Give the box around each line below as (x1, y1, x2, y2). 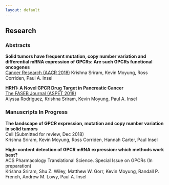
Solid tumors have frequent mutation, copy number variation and (5, 53, 146, 59)
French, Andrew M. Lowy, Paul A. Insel (5, 173, 87, 179)
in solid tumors (5, 126, 38, 132)
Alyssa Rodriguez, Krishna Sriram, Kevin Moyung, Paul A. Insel (5, 96, 137, 102)
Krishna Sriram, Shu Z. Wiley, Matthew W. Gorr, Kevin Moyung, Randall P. (5, 168, 160, 174)
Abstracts (5, 41, 31, 49)
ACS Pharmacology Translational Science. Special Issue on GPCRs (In (5, 157, 153, 164)
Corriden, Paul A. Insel (5, 75, 53, 81)
